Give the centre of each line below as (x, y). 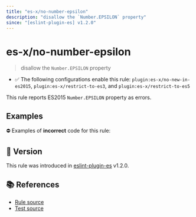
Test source (29, 208)
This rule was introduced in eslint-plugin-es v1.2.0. (68, 165)
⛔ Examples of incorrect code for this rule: (58, 131)
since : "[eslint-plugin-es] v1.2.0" (51, 22)
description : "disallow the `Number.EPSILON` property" (76, 17)
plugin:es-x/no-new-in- (161, 80)
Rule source (29, 202)
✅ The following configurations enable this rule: (73, 80)
